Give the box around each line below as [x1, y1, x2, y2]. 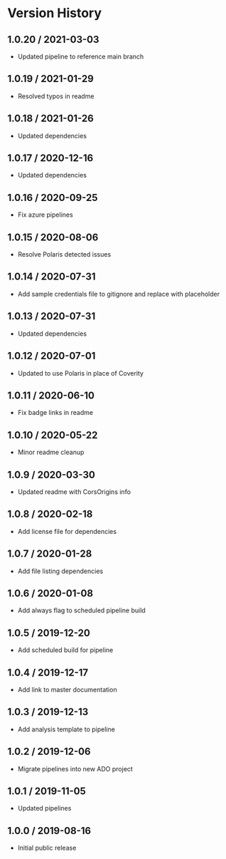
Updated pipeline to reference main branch [17, 52, 144, 61]
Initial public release [17, 843, 77, 853]
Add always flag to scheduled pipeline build [17, 606, 146, 614]
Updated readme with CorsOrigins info [17, 487, 131, 496]
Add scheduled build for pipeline [17, 646, 114, 654]
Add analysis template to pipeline [17, 725, 115, 734]
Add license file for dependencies [17, 527, 117, 535]
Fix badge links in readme [17, 408, 94, 417]
